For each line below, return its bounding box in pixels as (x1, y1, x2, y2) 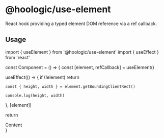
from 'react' (5, 54, 30, 60)
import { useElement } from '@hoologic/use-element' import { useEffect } (5, 49, 159, 55)
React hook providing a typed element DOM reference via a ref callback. (5, 20, 157, 27)
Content (5, 122, 22, 128)
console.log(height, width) (5, 93, 65, 98)
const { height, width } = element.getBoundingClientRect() (5, 84, 136, 89)
